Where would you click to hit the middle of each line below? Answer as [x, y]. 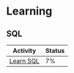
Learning [29, 11]
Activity [25, 51]
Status [55, 51]
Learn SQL [25, 61]
